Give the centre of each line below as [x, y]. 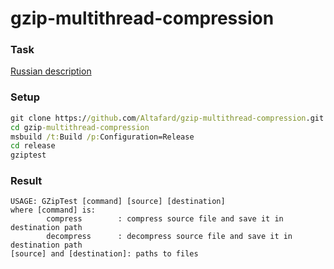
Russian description [51, 71]
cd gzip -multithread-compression [80, 127]
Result [26, 181]
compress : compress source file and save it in [165, 219]
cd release [33, 146]
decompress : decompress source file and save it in [169, 237]
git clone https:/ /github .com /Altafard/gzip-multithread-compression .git [167, 118]
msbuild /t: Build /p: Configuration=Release [102, 137]
